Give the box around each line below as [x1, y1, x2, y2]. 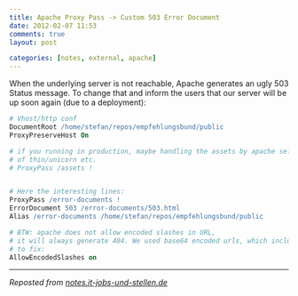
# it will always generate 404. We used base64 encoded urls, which [9, 236, 268, 245]
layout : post [9, 37, 58, 47]
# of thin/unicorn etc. [9, 155, 98, 164]
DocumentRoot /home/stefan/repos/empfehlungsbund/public [9, 123, 224, 132]
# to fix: [9, 244, 46, 253]
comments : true [9, 29, 66, 38]
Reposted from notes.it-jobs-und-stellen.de [9, 277, 169, 288]
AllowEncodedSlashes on [9, 252, 98, 262]
